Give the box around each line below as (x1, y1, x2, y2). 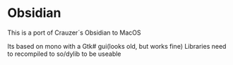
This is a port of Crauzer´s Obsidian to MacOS (7, 28, 141, 37)
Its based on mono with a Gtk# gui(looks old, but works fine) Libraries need (7, 42, 227, 50)
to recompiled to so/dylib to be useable (7, 49, 121, 58)
